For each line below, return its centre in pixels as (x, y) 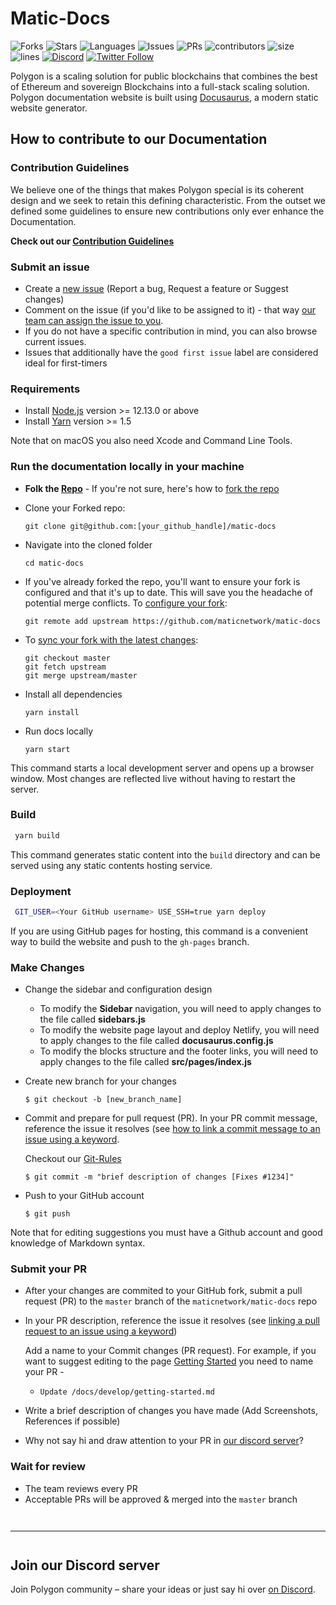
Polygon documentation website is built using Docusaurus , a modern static (164, 97)
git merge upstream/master (81, 675)
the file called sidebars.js (92, 1019)
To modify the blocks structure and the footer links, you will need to (179, 1051)
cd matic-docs (54, 563)
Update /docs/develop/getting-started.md (127, 1392)
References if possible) (72, 1421)
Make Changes (47, 967)
